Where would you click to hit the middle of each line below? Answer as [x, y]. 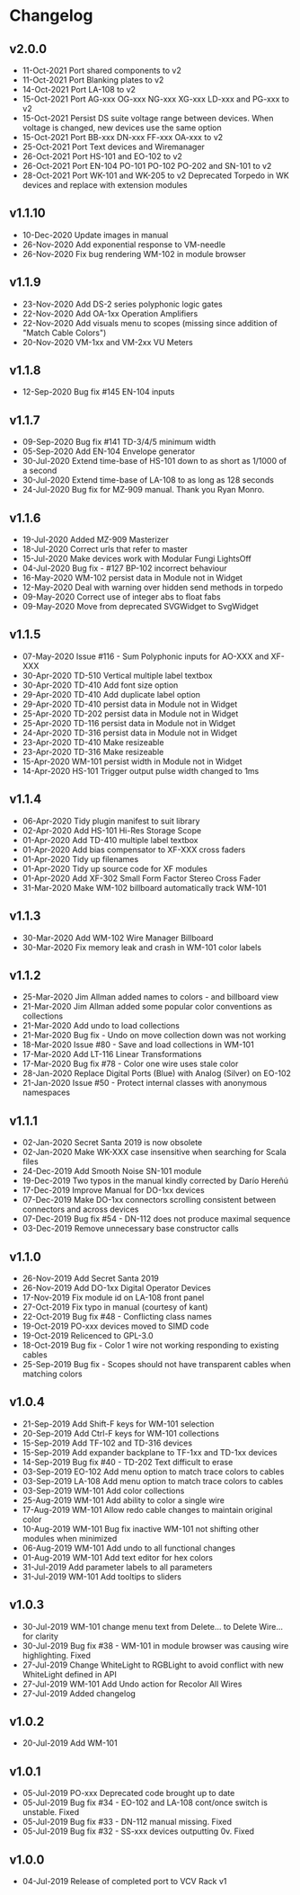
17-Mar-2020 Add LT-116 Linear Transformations [112, 1054]
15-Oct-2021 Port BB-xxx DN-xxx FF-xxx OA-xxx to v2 [123, 137]
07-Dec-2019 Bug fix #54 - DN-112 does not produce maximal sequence [156, 1219]
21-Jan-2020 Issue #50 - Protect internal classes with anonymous [145, 1083]
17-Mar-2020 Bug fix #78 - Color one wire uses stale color [130, 1064]
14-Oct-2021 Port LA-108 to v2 [79, 89]
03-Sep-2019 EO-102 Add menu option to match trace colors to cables [153, 1472]
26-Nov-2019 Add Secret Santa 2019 [91, 1278]
